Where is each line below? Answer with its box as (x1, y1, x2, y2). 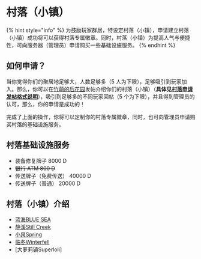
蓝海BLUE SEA (14, 216, 51, 223)
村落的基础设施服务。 (11, 121, 64, 128)
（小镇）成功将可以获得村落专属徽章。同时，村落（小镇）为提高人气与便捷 (6, 34, 190, 41)
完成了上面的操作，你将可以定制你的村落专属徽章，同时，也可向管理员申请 (6, 113, 190, 120)
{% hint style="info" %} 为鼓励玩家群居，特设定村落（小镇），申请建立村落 (6, 26, 190, 34)
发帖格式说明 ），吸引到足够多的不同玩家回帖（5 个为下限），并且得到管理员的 (6, 93, 195, 100)
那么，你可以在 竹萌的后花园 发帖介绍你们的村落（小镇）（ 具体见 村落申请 (16, 85, 193, 93)
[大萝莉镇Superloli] (14, 246, 62, 253)
